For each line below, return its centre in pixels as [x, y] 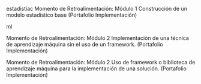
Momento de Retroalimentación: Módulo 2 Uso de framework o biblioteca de [101, 62]
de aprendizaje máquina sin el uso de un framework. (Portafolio [85, 44]
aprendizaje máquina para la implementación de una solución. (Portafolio [97, 69]
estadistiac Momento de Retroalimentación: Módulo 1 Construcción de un [97, 9]
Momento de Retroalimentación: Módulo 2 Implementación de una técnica [97, 38]
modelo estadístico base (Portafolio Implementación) [72, 15]
